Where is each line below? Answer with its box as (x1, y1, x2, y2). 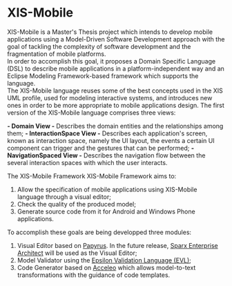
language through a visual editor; (17, 192, 112, 201)
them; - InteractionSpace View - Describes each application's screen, (7, 129, 208, 137)
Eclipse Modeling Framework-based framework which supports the (7, 71, 199, 80)
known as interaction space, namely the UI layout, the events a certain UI (7, 136, 215, 144)
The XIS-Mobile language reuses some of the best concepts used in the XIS (7, 86, 223, 95)
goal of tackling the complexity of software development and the (7, 42, 191, 50)
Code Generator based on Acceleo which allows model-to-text (17, 263, 196, 271)
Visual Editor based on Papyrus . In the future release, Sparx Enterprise (17, 241, 219, 249)
